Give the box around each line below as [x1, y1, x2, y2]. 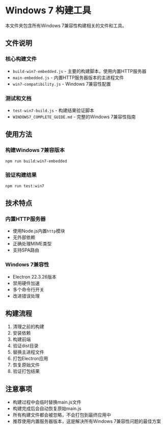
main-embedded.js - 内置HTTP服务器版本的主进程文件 [12, 74, 124, 81]
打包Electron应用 [12, 356, 48, 362]
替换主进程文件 [12, 349, 44, 355]
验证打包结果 [12, 368, 40, 374]
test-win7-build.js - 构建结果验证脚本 [12, 107, 94, 113]
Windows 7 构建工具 [5, 5, 92, 16]
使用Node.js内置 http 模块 [12, 228, 65, 234]
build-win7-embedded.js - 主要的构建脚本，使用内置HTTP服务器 [12, 68, 147, 74]
